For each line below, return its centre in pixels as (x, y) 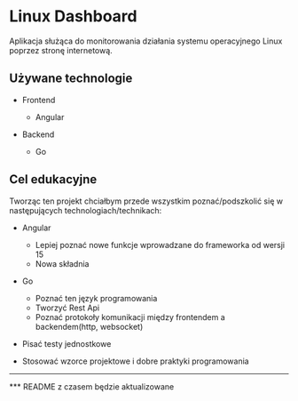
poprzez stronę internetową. (61, 50)
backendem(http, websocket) (89, 326)
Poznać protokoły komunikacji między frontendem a (130, 317)
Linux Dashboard (73, 16)
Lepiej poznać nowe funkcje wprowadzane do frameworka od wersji (160, 245)
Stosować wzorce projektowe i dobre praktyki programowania (136, 361)
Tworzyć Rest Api (67, 308)
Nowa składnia (62, 263)
